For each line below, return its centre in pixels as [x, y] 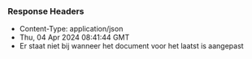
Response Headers [46, 11]
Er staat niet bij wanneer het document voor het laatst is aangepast [132, 46]
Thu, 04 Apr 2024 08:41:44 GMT [74, 37]
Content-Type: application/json [71, 29]
